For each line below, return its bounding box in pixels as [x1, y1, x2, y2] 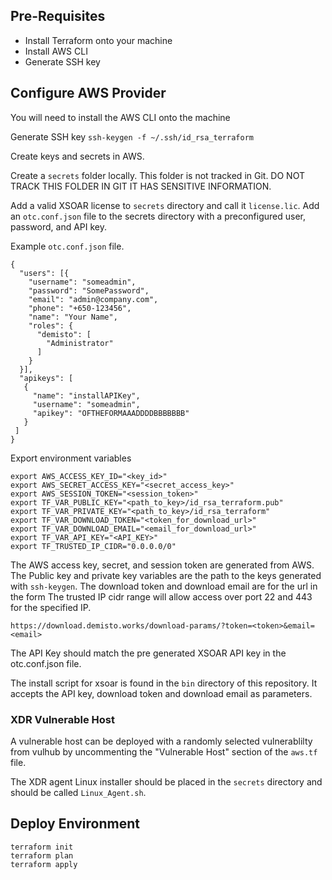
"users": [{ [19, 268, 70, 278]
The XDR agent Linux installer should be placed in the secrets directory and [10, 775, 323, 788]
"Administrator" [46, 338, 114, 348]
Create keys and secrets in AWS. [10, 150, 145, 162]
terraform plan [10, 850, 74, 861]
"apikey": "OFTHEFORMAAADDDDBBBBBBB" [32, 408, 190, 418]
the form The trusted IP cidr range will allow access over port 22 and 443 [10, 590, 313, 603]
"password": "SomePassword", [28, 285, 150, 296]
